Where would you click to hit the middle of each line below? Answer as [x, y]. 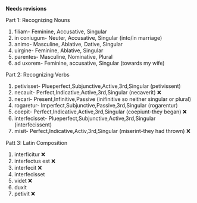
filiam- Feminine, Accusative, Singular [61, 31]
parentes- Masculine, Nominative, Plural [63, 57]
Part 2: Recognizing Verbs [37, 74]
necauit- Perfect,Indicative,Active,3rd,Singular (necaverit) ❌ [87, 92]
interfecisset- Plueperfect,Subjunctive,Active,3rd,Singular [85, 118]
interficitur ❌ [30, 154]
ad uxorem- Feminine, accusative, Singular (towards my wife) [89, 63]
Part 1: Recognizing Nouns [38, 20]
